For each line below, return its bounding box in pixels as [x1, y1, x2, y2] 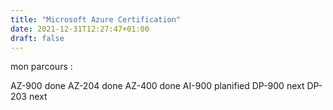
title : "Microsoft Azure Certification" [10, 14, 182, 25]
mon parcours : [10, 61, 73, 73]
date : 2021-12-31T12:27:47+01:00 [10, 24, 150, 34]
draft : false [10, 33, 65, 43]
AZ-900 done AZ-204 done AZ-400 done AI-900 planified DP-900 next [10, 80, 305, 92]
